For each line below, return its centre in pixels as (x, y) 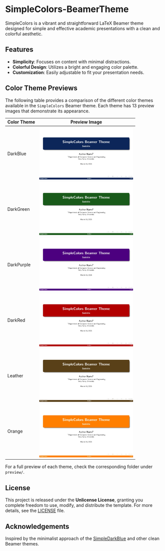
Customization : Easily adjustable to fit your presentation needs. (78, 72)
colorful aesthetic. (24, 34)
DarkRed (16, 320)
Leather (15, 376)
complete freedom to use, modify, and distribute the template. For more (79, 505)
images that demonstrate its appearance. (47, 111)
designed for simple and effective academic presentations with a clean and (82, 28)
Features (19, 49)
